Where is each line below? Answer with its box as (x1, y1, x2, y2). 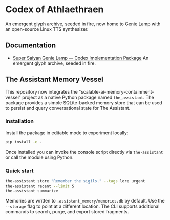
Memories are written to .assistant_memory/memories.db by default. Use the (5, 197, 165, 204)
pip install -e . (5, 139, 42, 144)
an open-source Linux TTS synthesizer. (5, 26, 89, 32)
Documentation (5, 41, 56, 50)
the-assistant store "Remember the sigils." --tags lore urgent (5, 179, 145, 184)
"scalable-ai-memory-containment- (78, 88, 154, 95)
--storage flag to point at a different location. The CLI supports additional (5, 203, 160, 209)
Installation (5, 118, 34, 125)
